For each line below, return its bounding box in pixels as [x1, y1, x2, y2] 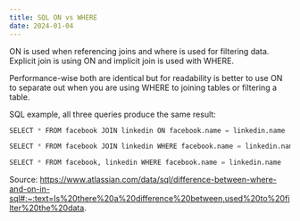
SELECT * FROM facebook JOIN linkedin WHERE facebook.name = [9, 142, 242, 151]
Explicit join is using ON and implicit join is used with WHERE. [9, 55, 235, 66]
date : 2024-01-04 [9, 21, 74, 30]
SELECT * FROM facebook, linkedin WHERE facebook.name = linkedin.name [9, 158, 281, 168]
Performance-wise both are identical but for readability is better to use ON [9, 72, 283, 83]
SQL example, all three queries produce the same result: [9, 109, 216, 119]
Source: [9, 175, 38, 185]
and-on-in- [9, 184, 51, 194]
